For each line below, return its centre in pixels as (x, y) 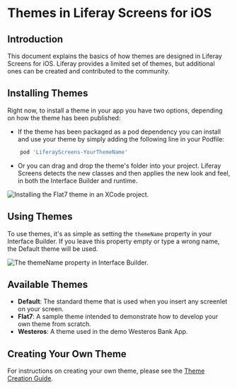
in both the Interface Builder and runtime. (77, 180)
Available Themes (48, 284)
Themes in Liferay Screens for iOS (110, 13)
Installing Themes (48, 93)
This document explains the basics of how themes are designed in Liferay (115, 56)
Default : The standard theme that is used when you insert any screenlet (122, 301)
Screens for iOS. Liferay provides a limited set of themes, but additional (111, 64)
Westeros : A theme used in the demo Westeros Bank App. (103, 332)
